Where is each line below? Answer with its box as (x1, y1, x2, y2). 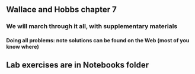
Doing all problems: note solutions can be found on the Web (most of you (6, 36, 190, 43)
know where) (6, 43, 40, 50)
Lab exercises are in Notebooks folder (6, 60, 149, 70)
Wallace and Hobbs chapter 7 (6, 5, 117, 15)
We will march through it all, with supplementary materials (6, 22, 178, 31)
